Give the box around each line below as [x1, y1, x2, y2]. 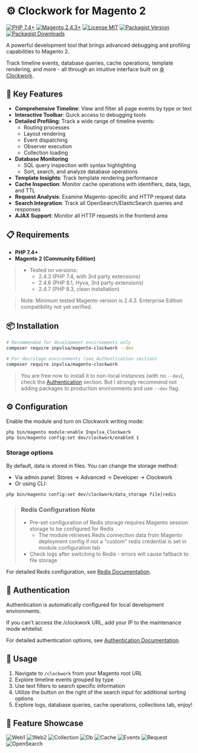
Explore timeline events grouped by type [14, 676, 114, 683]
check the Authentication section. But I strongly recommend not [20, 378, 177, 385]
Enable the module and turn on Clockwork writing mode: [6, 417, 144, 425]
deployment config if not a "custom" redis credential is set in [38, 538, 187, 545]
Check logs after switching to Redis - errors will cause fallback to [29, 550, 189, 557]
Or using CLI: [14, 480, 47, 487]
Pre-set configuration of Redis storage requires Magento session [29, 519, 189, 526]
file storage [29, 556, 58, 564]
